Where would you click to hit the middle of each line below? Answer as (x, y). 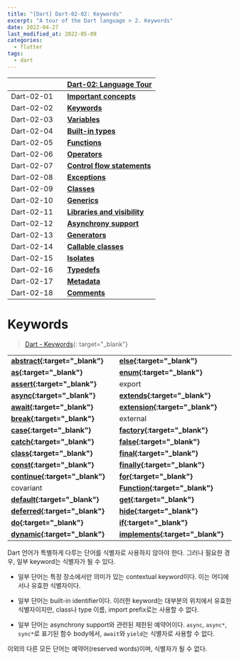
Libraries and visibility (106, 212)
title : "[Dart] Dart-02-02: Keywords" (65, 14)
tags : (15, 54)
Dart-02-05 (32, 142)
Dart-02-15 (32, 258)
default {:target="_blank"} (55, 499)
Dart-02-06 (32, 154)
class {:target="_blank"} (52, 453)
